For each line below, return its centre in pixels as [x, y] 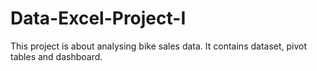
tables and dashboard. [56, 56]
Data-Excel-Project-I [98, 18]
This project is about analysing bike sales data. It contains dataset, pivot [159, 46]
